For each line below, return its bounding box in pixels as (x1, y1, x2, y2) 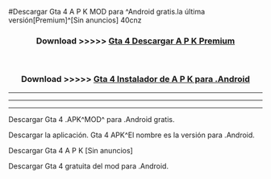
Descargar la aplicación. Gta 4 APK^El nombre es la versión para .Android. (8, 130, 256, 140)
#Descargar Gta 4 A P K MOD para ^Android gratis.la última (8, 7, 206, 16)
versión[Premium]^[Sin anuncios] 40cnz (8, 15, 143, 25)
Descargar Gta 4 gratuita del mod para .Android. (8, 161, 169, 171)
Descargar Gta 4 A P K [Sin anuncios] (8, 145, 133, 155)
